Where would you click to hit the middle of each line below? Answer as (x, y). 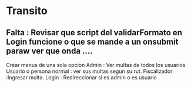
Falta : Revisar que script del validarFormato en (94, 33)
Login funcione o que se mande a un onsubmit (92, 41)
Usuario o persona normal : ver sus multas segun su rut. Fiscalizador (89, 71)
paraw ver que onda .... (49, 51)
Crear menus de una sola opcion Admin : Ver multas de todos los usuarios (96, 65)
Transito (27, 11)
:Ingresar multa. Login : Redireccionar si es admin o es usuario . (83, 77)
